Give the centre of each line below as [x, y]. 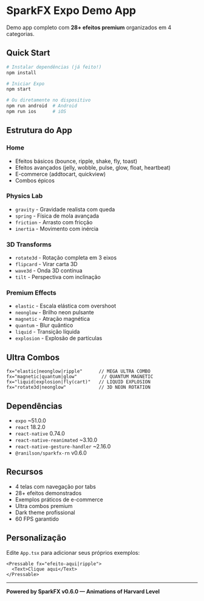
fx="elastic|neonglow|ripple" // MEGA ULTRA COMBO [78, 371]
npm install [21, 73]
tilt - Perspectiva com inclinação [58, 277]
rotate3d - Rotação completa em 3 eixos [66, 258]
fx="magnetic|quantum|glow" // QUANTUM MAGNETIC [80, 377]
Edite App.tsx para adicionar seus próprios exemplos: [73, 552]
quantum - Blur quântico [44, 325]
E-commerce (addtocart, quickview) [60, 174]
